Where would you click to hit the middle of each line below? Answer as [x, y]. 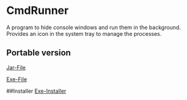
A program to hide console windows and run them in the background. [94, 27]
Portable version [39, 53]
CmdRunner [38, 11]
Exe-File [17, 79]
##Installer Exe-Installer [36, 91]
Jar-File [16, 67]
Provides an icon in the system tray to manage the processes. [84, 33]
